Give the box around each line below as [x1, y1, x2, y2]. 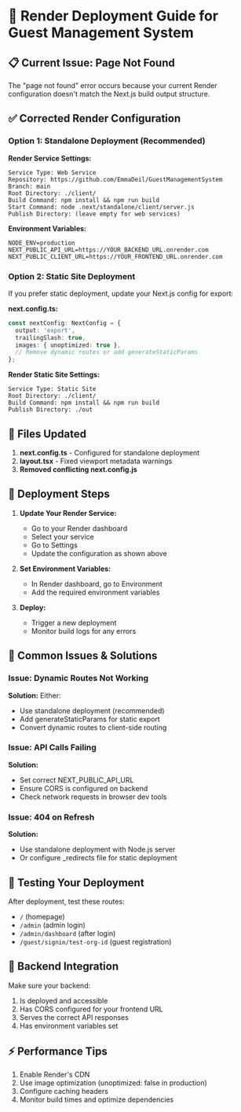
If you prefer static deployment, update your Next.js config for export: [8, 289, 234, 298]
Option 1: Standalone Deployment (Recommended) [8, 135, 206, 146]
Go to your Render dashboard [31, 523, 128, 533]
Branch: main [8, 182, 51, 190]
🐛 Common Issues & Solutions [8, 649, 158, 663]
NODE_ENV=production [8, 239, 76, 247]
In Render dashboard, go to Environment [31, 579, 162, 588]
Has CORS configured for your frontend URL [19, 1004, 163, 1014]
